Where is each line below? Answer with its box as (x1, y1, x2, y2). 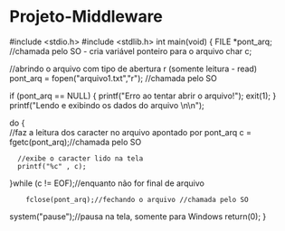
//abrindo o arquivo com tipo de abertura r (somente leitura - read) (9, 63, 258, 74)
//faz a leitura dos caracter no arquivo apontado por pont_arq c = (9, 126, 252, 137)
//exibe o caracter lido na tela (17, 153, 144, 163)
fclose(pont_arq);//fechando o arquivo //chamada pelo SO (25, 195, 249, 204)
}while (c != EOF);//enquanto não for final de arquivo (9, 178, 205, 189)
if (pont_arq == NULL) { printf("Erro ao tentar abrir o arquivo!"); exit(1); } (9, 90, 277, 101)
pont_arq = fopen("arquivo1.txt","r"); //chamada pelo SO (9, 72, 217, 83)
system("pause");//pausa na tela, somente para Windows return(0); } (9, 210, 267, 222)
